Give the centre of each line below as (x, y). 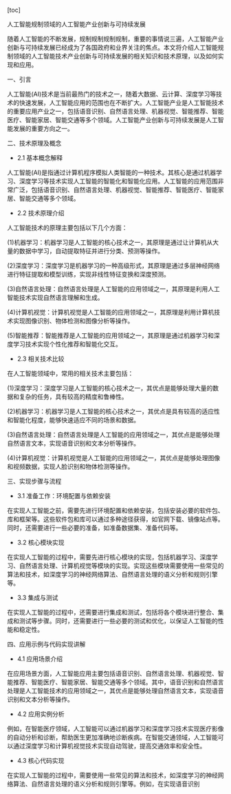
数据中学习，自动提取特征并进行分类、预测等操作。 (91, 251)
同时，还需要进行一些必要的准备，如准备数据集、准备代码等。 (95, 528)
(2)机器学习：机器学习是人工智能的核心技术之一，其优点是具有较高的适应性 (113, 411)
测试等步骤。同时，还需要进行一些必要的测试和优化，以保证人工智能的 (118, 621)
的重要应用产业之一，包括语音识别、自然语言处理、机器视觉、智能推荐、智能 (115, 111)
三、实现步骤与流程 (34, 481)
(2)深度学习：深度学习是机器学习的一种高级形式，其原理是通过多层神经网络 (113, 266)
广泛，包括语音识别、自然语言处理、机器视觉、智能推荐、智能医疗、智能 (115, 190)
